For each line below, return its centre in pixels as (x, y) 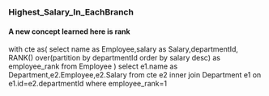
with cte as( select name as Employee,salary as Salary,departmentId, (124, 49)
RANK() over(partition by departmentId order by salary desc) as (115, 58)
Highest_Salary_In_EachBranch (71, 12)
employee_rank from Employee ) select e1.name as (93, 66)
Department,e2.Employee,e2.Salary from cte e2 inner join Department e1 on (135, 75)
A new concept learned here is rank (70, 31)
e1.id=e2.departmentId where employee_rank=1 (88, 84)
